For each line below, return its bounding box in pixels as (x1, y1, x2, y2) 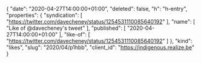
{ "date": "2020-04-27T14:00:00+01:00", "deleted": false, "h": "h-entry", (6, 5, 188, 12)
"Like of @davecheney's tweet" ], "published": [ (6, 24, 126, 31)
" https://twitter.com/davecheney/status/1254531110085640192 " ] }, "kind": (6, 38, 193, 44)
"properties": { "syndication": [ (6, 12, 83, 19)
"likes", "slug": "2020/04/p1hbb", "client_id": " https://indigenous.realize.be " (6, 44, 195, 51)
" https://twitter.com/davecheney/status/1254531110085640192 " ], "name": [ (6, 18, 196, 25)
